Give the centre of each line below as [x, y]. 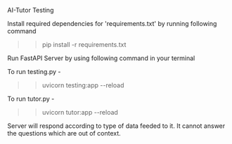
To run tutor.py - [31, 99]
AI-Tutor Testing [31, 10]
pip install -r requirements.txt [84, 44]
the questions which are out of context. [64, 133]
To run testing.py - [34, 72]
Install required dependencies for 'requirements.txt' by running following [112, 23]
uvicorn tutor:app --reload [80, 112]
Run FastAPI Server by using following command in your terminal [101, 58]
